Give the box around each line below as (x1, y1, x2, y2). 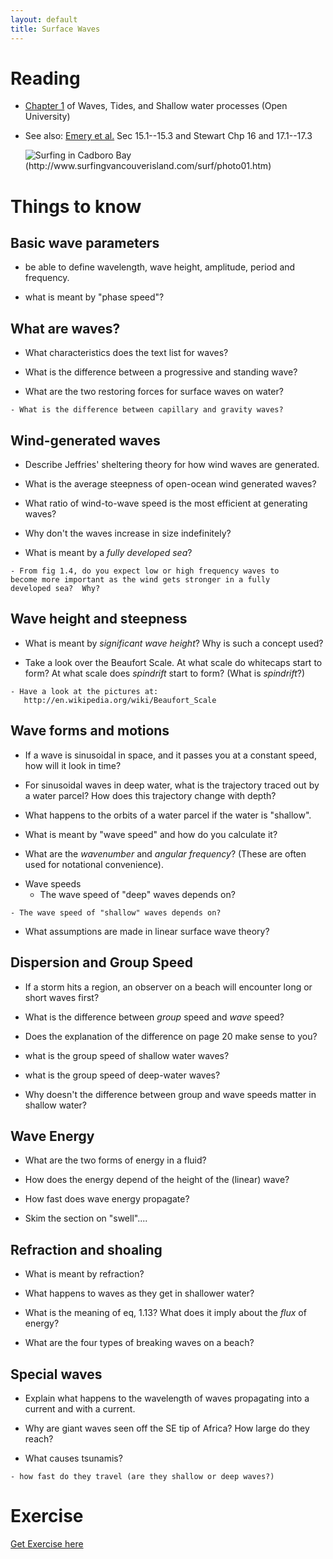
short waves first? (24, 991, 100, 1003)
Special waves (10, 1366, 103, 1383)
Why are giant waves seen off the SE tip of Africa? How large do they (24, 1422, 310, 1434)
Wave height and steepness (10, 611, 188, 628)
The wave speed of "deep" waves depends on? (39, 888, 236, 900)
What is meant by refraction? (24, 1268, 145, 1280)
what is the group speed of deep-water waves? (24, 1069, 221, 1081)
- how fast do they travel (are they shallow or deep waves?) (10, 1471, 275, 1481)
